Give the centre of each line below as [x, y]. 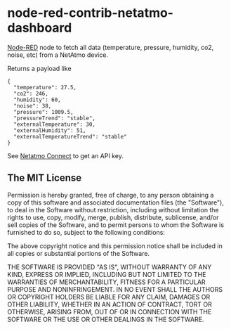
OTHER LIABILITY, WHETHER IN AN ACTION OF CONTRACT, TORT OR [110, 304]
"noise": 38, [33, 106]
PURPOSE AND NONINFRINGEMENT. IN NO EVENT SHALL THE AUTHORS [115, 289]
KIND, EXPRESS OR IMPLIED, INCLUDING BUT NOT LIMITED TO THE [107, 274]
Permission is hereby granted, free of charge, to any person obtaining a [111, 195]
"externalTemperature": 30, [55, 124]
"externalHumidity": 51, [50, 130]
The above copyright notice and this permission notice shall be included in [115, 246]
